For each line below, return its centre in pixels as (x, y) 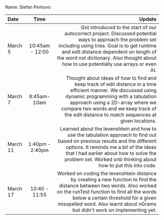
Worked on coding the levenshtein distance (107, 173)
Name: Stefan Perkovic (28, 7)
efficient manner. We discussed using (113, 90)
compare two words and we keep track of (109, 109)
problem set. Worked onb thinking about (110, 159)
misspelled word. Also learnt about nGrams (107, 204)
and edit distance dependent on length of (109, 52)
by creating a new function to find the (113, 179)
